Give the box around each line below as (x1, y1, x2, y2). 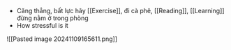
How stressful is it (16, 22, 69, 29)
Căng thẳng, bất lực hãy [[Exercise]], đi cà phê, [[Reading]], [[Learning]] (16, 7, 225, 15)
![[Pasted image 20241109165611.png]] (6, 35, 118, 43)
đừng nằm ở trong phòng (16, 14, 89, 22)
